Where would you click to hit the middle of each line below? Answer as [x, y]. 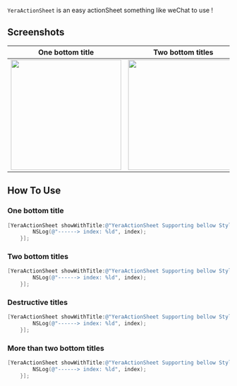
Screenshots [36, 32]
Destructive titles [38, 302]
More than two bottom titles [56, 348]
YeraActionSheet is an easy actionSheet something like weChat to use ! [110, 10]
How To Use [34, 191]
